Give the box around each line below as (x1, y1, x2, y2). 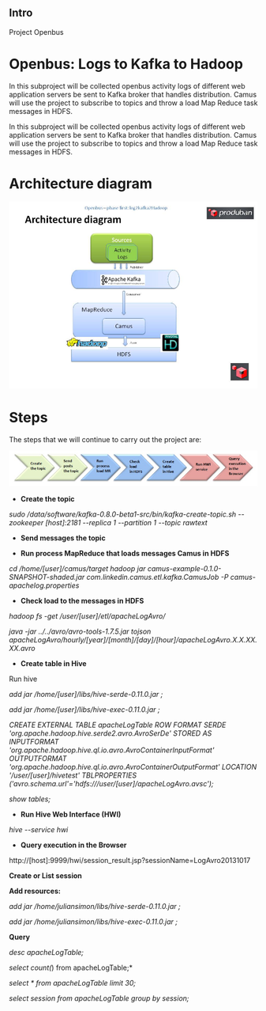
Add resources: (9, 886, 62, 896)
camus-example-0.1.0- (147, 564, 222, 574)
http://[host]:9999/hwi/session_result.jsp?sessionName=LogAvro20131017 (9, 856, 251, 865)
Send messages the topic (20, 533, 106, 543)
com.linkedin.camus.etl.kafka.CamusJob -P (86, 573, 229, 582)
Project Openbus (9, 27, 64, 36)
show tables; (9, 794, 51, 804)
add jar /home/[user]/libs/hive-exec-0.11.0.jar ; (9, 705, 160, 714)
